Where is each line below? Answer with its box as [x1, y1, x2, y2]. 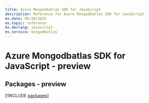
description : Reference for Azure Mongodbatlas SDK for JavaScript [5, 12, 145, 16]
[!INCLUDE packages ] [5, 93, 49, 98]
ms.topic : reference [5, 20, 47, 26]
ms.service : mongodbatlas [5, 29, 57, 34]
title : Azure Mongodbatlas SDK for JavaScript [5, 7, 101, 12]
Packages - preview [5, 80, 66, 88]
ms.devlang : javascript [5, 25, 53, 30]
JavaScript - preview [5, 61, 91, 72]
